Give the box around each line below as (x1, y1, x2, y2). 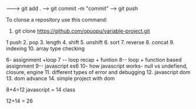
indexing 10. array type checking (6, 45, 85, 52)
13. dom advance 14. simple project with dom (6, 75, 115, 82)
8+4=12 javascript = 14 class (6, 86, 76, 93)
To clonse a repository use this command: (6, 16, 107, 23)
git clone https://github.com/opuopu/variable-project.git (14, 27, 151, 34)
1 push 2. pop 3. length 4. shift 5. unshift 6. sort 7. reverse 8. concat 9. (6, 39, 175, 45)
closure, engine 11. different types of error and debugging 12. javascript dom (6, 69, 191, 75)
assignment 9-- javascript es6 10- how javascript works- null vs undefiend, (6, 62, 188, 69)
